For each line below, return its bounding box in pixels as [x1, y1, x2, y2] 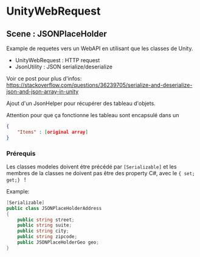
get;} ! [6, 176, 26, 183]
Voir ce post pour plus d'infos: [6, 75, 82, 82]
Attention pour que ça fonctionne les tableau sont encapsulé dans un [6, 112, 179, 118]
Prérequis [6, 149, 36, 157]
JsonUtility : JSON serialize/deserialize [15, 63, 112, 70]
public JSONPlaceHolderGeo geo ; [17, 239, 99, 245]
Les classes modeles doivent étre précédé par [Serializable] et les [6, 163, 178, 170]
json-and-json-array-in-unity [6, 88, 79, 95]
